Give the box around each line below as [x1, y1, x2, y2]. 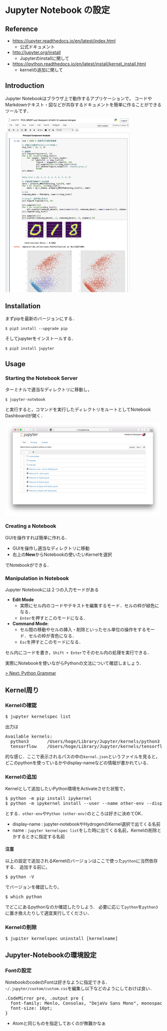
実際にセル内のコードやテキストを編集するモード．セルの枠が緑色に [19, 603, 160, 609]
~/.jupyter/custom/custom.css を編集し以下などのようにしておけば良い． [5, 986, 155, 992]
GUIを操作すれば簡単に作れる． [5, 534, 70, 540]
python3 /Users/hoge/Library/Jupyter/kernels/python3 [10, 738, 160, 744]
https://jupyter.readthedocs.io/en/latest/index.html [12, 38, 116, 44]
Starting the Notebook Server [5, 375, 78, 382]
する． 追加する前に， [5, 864, 50, 870]
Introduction [5, 82, 45, 90]
